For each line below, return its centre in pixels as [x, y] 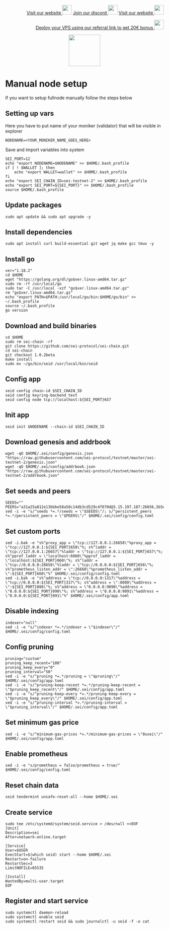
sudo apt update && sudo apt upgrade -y [48, 217]
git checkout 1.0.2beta [30, 355]
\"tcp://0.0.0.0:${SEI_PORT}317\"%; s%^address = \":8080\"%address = [81, 583]
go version [17, 310]
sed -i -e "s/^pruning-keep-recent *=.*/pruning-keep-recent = [73, 685]
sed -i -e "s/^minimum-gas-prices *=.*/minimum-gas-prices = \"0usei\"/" [84, 734]
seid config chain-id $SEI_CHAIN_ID [44, 391]
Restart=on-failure [26, 859]
